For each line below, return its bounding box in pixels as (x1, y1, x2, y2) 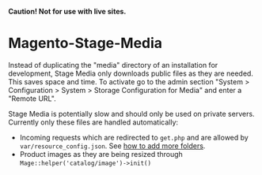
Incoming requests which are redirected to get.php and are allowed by (19, 132, 249, 142)
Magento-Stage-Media (8, 35, 163, 52)
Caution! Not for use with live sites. (8, 7, 127, 16)
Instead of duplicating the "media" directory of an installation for (8, 60, 218, 69)
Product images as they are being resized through (19, 149, 184, 158)
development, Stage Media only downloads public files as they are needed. (8, 69, 253, 78)
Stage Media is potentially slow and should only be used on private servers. (8, 109, 255, 118)
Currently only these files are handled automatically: (8, 117, 179, 127)
